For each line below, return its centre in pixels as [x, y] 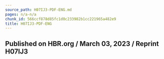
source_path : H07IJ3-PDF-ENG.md [38, 10]
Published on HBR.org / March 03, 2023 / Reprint [82, 43]
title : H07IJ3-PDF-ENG [28, 24]
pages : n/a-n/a [21, 14]
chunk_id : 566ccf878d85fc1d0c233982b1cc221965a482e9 [61, 19]
